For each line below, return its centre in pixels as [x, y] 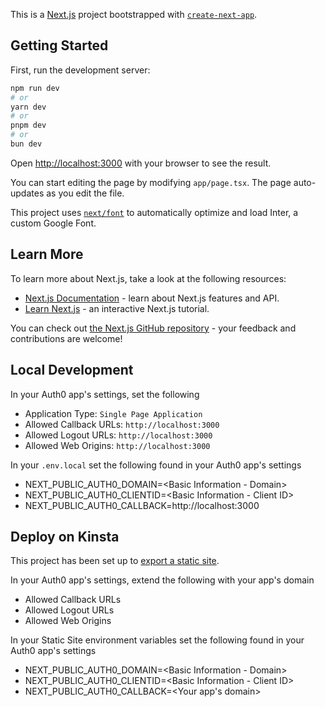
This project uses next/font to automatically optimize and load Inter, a [154, 212]
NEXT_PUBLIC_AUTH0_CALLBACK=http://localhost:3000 [142, 505]
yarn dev [28, 107]
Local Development [72, 370]
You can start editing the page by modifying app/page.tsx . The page [151, 182]
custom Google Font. [53, 223]
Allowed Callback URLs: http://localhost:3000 [122, 424]
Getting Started [59, 45]
